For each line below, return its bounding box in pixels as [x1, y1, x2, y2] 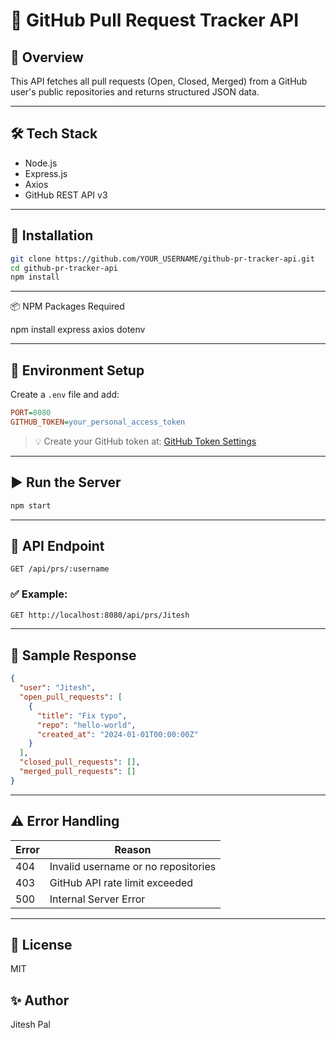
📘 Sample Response [10, 647, 137, 664]
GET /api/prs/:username [10, 564, 110, 574]
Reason [114, 842, 152, 856]
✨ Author [10, 992, 70, 1009]
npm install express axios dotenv [10, 324, 146, 336]
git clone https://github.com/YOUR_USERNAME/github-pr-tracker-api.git [10, 254, 315, 264]
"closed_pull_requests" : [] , [19, 757, 141, 768]
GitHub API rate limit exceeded [49, 875, 194, 889]
